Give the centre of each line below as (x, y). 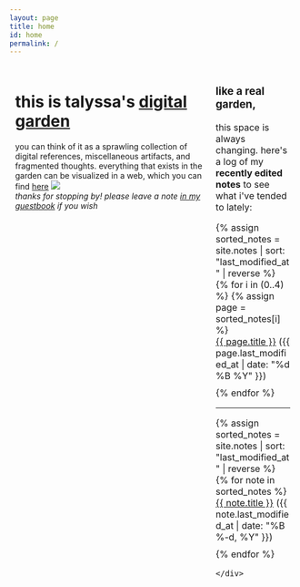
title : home (32, 26)
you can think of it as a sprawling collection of (101, 147)
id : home (26, 35)
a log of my (239, 162)
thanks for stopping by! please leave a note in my (108, 196)
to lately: (234, 208)
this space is (242, 128)
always (230, 139)
